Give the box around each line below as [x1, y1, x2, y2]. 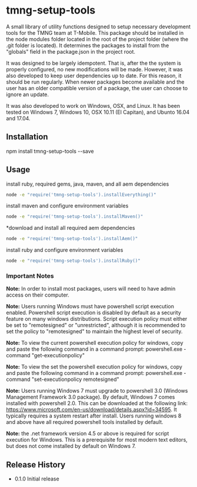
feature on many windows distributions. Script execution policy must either [6, 315, 188, 323]
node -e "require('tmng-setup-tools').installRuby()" [6, 258, 141, 264]
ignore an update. [6, 91, 49, 98]
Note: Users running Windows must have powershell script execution [6, 303, 175, 310]
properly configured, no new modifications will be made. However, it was [6, 65, 183, 73]
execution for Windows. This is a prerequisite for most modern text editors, [6, 436, 188, 443]
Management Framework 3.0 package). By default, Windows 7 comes [6, 393, 175, 401]
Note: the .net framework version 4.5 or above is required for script [6, 430, 169, 437]
